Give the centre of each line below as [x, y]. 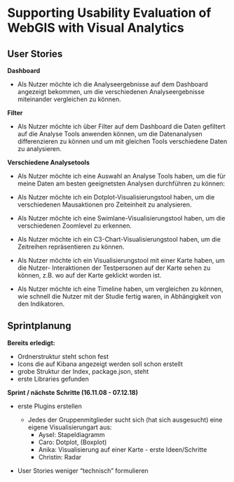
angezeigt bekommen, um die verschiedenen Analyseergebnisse [111, 92]
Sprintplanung [39, 326]
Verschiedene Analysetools [48, 162]
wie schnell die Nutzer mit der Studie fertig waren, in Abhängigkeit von [119, 296]
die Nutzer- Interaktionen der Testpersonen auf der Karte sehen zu [114, 268]
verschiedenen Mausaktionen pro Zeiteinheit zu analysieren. [104, 204]
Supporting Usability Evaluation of [109, 13]
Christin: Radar [60, 457]
